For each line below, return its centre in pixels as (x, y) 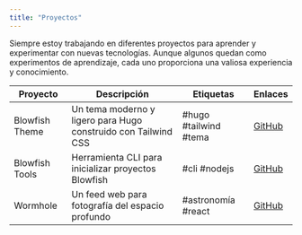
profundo (91, 216)
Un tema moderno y (113, 109)
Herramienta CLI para (117, 157)
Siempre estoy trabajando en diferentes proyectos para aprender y (133, 43)
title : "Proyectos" (46, 17)
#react (196, 211)
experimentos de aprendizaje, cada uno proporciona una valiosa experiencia (151, 62)
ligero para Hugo (107, 120)
